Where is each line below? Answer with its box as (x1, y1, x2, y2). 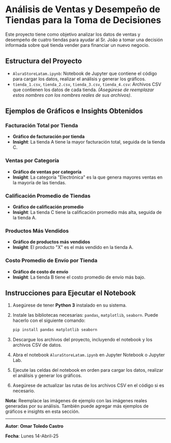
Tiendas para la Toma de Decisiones (5, 14, 161, 26)
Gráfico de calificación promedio (12, 204, 84, 210)
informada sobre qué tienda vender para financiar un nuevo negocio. (5, 42, 150, 48)
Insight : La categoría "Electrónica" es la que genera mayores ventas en (12, 174, 163, 180)
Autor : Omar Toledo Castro (5, 423, 64, 429)
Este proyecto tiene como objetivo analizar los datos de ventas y (5, 31, 141, 37)
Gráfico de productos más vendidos (12, 239, 91, 245)
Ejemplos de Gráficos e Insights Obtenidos (5, 107, 144, 116)
